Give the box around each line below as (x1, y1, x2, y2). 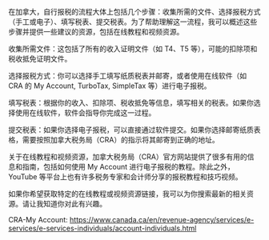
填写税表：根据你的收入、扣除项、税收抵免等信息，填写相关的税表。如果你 (8, 98, 254, 107)
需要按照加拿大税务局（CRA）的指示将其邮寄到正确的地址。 (22, 135, 219, 144)
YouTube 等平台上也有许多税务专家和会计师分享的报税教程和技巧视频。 (8, 172, 243, 182)
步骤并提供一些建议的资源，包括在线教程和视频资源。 (8, 27, 184, 36)
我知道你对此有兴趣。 (35, 199, 106, 208)
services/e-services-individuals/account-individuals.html (8, 223, 197, 233)
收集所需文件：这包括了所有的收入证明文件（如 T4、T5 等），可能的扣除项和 (8, 44, 258, 54)
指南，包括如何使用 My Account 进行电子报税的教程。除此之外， (22, 162, 235, 171)
